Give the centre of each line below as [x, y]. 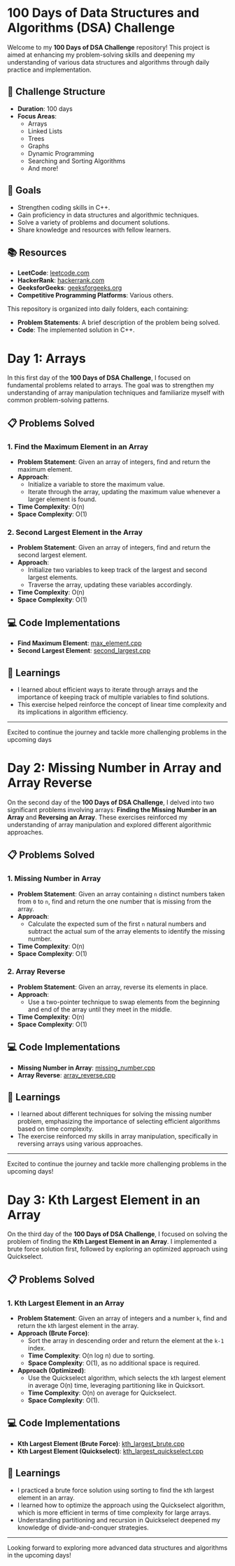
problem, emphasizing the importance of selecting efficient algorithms [119, 1122]
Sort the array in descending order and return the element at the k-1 [126, 1341]
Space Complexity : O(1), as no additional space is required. [114, 1363]
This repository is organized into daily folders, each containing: [98, 309]
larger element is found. [62, 499]
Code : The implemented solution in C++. [76, 330]
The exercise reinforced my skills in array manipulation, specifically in [117, 1136]
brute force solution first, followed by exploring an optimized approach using [117, 1249]
